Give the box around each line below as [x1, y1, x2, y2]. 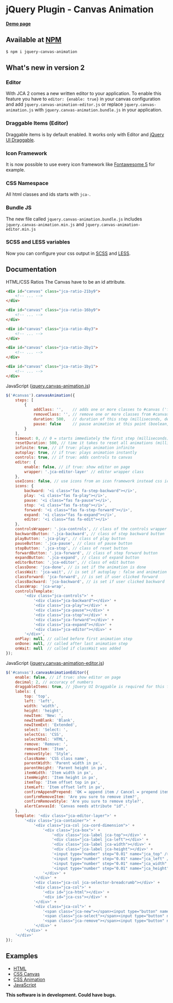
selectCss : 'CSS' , [24, 732, 64, 737]
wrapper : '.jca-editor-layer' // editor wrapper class [24, 469, 144, 474]
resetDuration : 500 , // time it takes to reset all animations [15, 440, 153, 445]
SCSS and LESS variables [6, 238, 70, 246]
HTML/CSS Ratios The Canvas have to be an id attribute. [6, 278, 126, 285]
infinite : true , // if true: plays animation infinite [15, 445, 135, 451]
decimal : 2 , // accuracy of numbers [15, 679, 94, 684]
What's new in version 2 [6, 63, 85, 72]
